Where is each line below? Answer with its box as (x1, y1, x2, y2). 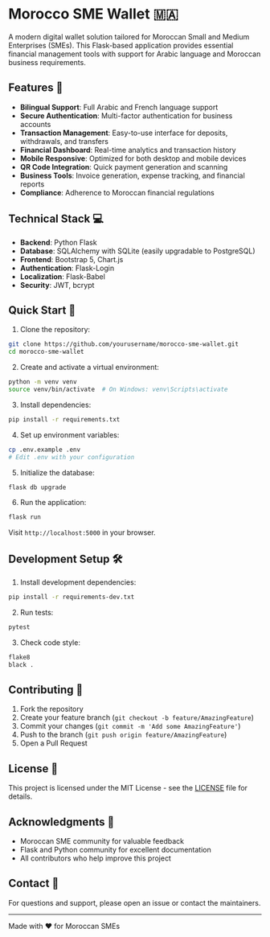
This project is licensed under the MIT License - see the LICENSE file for (8, 783, 247, 793)
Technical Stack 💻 (8, 212, 104, 226)
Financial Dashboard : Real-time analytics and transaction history (19, 145, 236, 154)
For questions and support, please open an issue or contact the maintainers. (8, 898, 261, 907)
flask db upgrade (8, 483, 67, 491)
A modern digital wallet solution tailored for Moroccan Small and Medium (8, 31, 250, 41)
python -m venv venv (8, 378, 78, 386)
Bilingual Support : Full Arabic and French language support (19, 102, 219, 112)
